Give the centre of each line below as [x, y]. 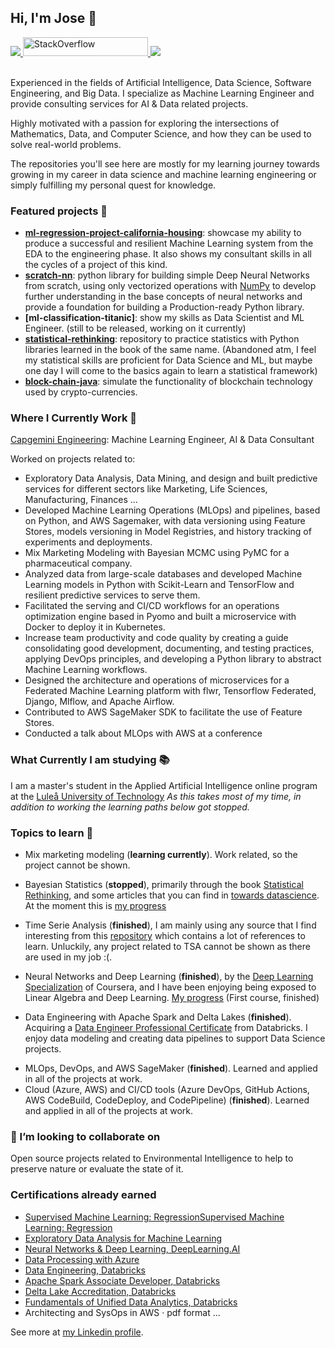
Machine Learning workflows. [86, 670]
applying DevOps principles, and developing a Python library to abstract [173, 659]
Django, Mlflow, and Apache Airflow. [99, 702]
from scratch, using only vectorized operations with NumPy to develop [170, 286]
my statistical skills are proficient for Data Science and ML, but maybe [168, 360]
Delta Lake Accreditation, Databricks [100, 1291]
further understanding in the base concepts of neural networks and [163, 297]
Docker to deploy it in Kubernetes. [95, 627]
